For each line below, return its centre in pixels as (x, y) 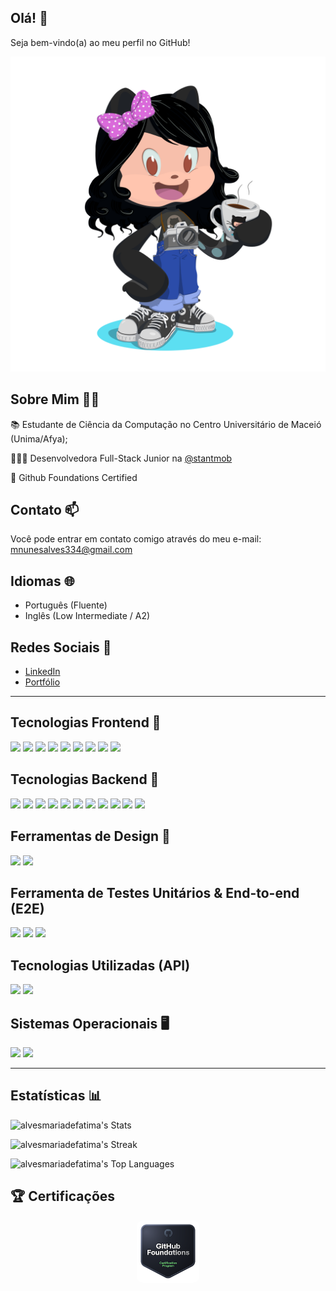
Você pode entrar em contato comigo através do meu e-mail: (136, 539)
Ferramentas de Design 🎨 (90, 836)
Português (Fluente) (66, 605)
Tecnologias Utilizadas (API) (100, 965)
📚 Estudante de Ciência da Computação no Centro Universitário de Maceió (166, 424)
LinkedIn (42, 672)
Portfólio (42, 682)
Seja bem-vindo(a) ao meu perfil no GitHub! (100, 42)
